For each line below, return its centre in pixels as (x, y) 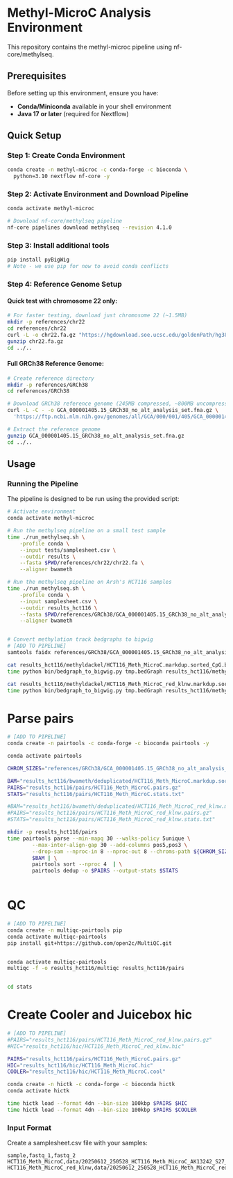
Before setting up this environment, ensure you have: (83, 93)
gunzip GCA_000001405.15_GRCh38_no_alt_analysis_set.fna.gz (96, 436)
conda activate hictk (38, 1091)
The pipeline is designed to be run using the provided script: (93, 499)
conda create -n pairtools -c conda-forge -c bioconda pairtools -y (108, 743)
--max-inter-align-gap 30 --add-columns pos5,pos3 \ (110, 845)
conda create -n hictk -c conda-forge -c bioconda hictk (91, 1084)
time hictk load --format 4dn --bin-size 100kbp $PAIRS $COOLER (102, 1110)
